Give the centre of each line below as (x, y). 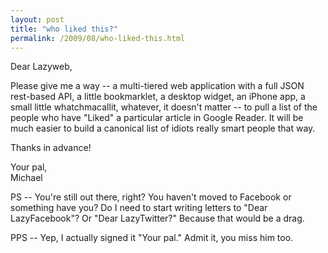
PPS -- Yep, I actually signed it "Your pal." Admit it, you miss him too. (152, 238)
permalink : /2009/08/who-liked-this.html (98, 38)
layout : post (37, 19)
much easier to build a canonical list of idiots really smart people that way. (163, 128)
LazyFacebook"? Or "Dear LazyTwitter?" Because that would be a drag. (157, 218)
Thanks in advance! (51, 148)
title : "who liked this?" (64, 29)
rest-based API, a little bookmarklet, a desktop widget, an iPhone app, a (158, 97)
